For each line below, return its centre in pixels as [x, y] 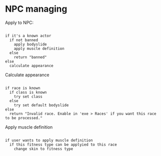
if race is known [23, 88]
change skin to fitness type [44, 149]
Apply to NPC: [19, 22]
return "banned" [31, 57]
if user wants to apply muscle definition [49, 140]
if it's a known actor [28, 36]
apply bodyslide [31, 44]
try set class [28, 96]
